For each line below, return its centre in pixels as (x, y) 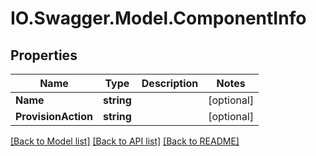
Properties (44, 55)
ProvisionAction (54, 116)
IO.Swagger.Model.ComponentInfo (158, 18)
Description (170, 83)
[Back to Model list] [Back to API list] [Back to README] (125, 141)
